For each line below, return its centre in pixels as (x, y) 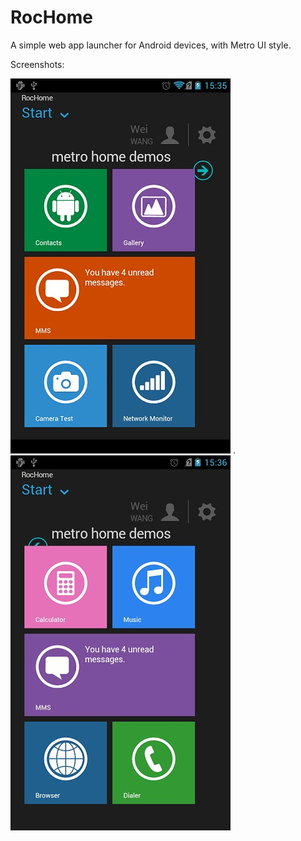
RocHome (52, 17)
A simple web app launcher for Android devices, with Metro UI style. (151, 45)
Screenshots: (37, 64)
